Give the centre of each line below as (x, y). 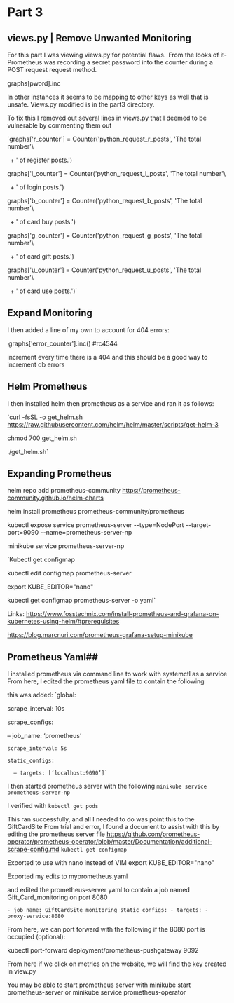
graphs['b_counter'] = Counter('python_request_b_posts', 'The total (105, 201)
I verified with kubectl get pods (53, 806)
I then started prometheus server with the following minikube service (107, 786)
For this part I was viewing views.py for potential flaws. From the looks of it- (117, 55)
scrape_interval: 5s (37, 749)
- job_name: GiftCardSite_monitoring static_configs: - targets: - (108, 910)
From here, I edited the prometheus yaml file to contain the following (106, 681)
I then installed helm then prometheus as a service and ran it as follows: (111, 403)
